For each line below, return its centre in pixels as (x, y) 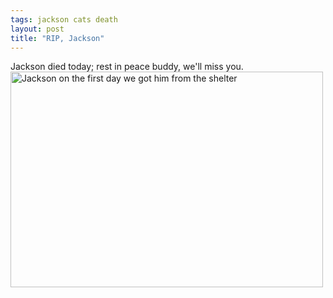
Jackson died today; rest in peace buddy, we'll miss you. (127, 67)
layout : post (37, 29)
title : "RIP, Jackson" (57, 38)
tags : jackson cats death (64, 19)
